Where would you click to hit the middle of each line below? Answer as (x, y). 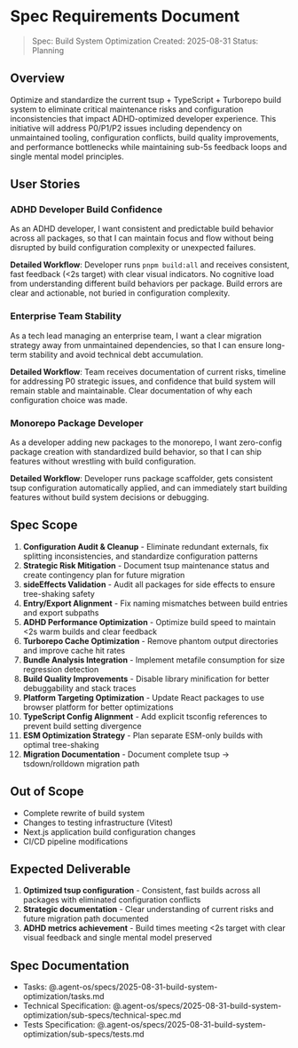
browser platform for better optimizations (98, 707)
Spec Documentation (70, 965)
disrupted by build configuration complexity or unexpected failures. (133, 248)
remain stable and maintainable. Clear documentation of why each (131, 390)
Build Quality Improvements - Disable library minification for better (146, 679)
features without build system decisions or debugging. (110, 497)
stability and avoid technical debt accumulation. (116, 354)
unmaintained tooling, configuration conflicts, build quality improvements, (145, 137)
